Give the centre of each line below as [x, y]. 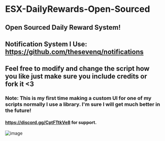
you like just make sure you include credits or [76, 76]
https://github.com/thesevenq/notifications [75, 52]
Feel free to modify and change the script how [77, 69]
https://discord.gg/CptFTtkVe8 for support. [51, 122]
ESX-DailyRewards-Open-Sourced [78, 9]
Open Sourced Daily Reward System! [63, 27]
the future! [18, 111]
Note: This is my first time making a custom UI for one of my [78, 98]
